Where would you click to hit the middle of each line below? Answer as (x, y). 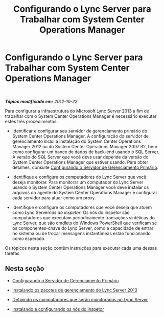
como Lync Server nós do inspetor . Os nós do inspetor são (71, 212)
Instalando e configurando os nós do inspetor (58, 309)
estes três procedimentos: (31, 121)
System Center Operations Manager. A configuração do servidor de (80, 136)
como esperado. (29, 238)
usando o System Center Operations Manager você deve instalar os (81, 187)
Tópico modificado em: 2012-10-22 (41, 101)
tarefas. (13, 253)
